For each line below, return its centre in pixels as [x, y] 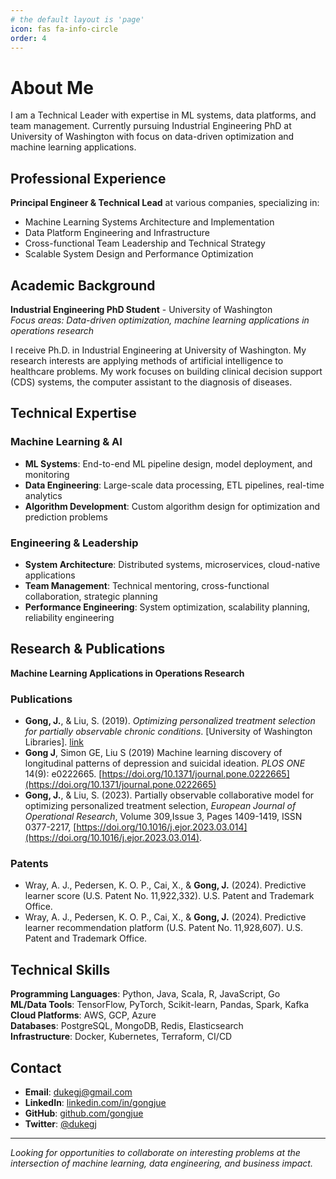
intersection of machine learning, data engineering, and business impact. [161, 1163]
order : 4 [28, 38]
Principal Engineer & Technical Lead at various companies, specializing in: [165, 203]
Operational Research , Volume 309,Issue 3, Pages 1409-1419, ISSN [163, 817]
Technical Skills [60, 969]
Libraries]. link [54, 742]
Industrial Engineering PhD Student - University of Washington [141, 309]
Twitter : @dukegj [60, 1123]
